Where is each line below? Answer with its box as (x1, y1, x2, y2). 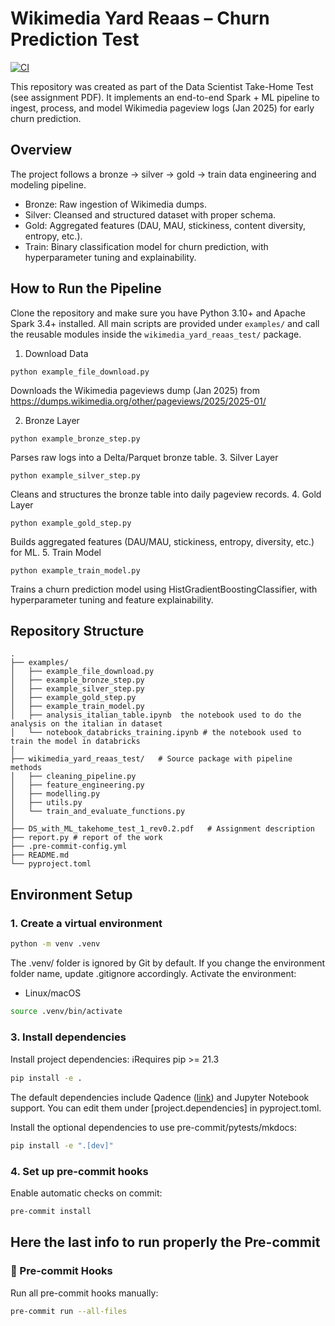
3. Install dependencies (10, 1030, 127, 1044)
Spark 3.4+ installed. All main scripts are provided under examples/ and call (10, 317, 320, 329)
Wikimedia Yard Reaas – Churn (10, 7, 270, 30)
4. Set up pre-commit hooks (10, 1164, 149, 1178)
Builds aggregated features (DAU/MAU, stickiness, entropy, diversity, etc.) (10, 535, 315, 547)
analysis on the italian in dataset (10, 719, 163, 729)
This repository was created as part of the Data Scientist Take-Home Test (10, 80, 314, 92)
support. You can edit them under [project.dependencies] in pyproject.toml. (10, 1102, 322, 1114)
